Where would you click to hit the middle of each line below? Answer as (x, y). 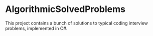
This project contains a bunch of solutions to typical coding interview (76, 23)
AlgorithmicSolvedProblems (65, 9)
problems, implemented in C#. (36, 28)
